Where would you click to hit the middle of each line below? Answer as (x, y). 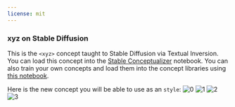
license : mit (26, 14)
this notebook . (28, 76)
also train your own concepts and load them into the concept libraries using (117, 68)
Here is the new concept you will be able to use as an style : (94, 89)
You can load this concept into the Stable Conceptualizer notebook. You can (118, 61)
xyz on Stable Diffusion (48, 38)
